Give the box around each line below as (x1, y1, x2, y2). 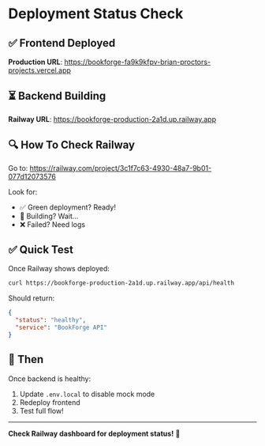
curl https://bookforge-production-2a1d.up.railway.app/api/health (8, 279, 235, 287)
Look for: (8, 187, 38, 196)
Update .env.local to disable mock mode (19, 389, 155, 399)
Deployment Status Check (8, 5, 184, 23)
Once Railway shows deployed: (8, 264, 110, 274)
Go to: (8, 163, 28, 172)
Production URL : (8, 57, 63, 66)
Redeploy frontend (19, 397, 80, 407)
